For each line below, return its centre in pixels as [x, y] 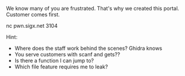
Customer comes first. [33, 15]
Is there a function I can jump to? [54, 61]
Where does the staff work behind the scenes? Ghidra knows [88, 48]
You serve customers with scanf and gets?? [67, 54]
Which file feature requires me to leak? [61, 67]
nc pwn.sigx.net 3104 [32, 26]
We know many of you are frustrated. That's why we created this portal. [93, 8]
